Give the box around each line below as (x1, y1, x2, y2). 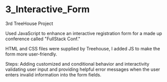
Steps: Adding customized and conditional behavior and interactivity (5, 61, 150, 67)
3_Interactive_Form (5, 4, 90, 15)
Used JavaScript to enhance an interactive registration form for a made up (5, 30, 162, 36)
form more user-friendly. (5, 51, 57, 57)
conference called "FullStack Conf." (5, 36, 80, 42)
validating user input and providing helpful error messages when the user (5, 66, 160, 72)
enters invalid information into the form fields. (5, 71, 101, 77)
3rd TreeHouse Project (5, 20, 53, 26)
